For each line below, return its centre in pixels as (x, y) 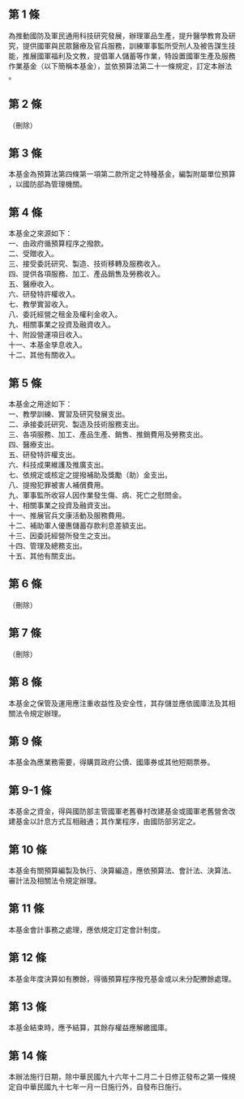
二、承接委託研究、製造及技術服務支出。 (76, 425)
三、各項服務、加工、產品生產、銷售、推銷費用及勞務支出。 (108, 434)
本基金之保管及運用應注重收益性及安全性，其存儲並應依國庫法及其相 (122, 703)
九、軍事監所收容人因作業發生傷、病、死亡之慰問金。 (97, 495)
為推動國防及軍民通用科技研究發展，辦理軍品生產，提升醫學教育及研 (122, 36)
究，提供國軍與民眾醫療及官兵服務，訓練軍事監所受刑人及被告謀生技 (122, 45)
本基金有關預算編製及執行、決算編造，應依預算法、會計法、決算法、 (122, 870)
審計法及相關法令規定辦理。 (55, 880)
